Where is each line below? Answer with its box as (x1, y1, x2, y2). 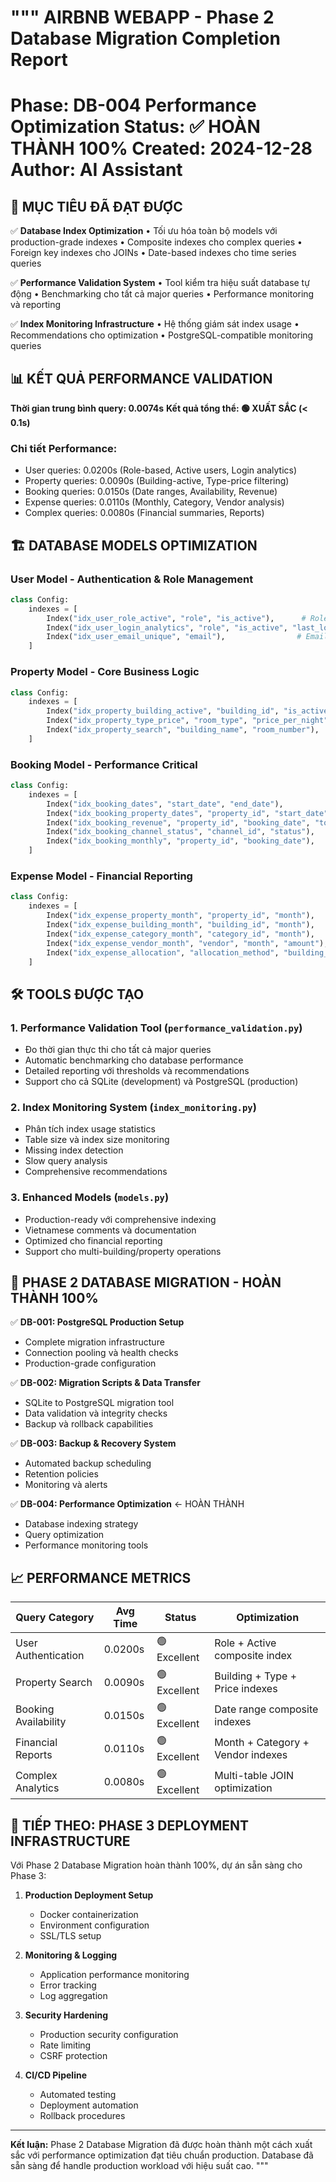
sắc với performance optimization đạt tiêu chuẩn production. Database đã (10, 2149, 314, 2161)
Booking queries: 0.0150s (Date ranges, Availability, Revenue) (24, 486, 278, 498)
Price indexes (214, 1681, 278, 1695)
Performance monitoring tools (24, 1539, 149, 1551)
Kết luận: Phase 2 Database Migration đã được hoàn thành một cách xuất (10, 2139, 313, 2151)
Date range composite (214, 1702, 319, 1716)
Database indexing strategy (24, 1518, 139, 1530)
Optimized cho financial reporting (24, 1234, 163, 1246)
